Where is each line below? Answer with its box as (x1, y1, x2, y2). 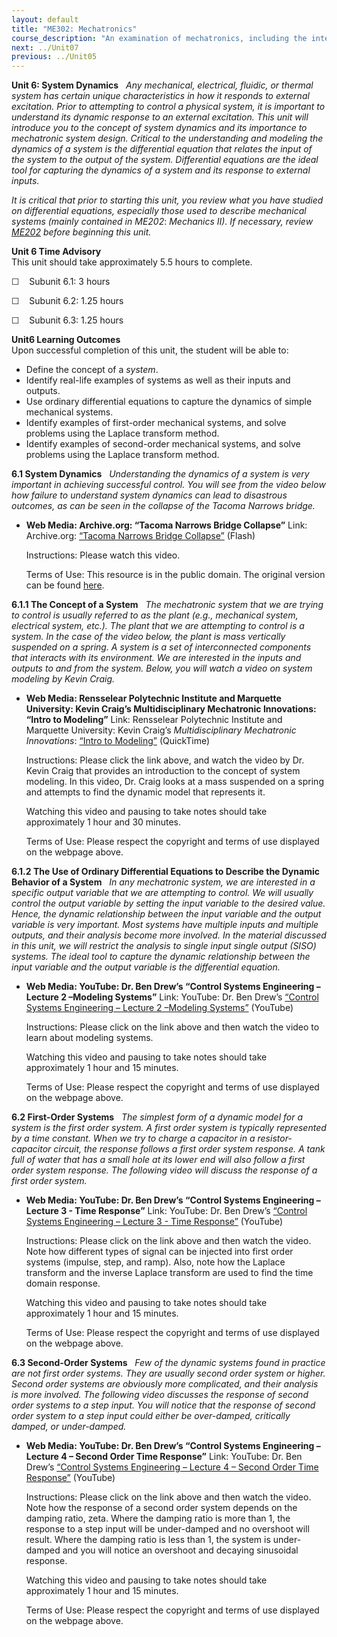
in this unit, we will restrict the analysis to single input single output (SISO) (11, 940, 317, 952)
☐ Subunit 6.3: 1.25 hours (11, 314, 124, 326)
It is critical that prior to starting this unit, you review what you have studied (11, 194, 324, 206)
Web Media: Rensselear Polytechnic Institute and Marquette (25, 692, 282, 705)
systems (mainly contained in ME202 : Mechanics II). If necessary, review (11, 216, 314, 228)
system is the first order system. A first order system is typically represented (11, 1122, 327, 1134)
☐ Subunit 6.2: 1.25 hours (11, 295, 124, 307)
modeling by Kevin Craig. (11, 673, 115, 685)
